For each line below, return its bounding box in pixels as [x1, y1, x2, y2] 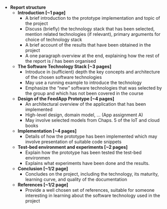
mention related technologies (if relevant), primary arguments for [25, 31, 161, 37]
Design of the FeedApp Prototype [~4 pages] [17, 96, 115, 102]
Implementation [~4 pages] [17, 128, 77, 134]
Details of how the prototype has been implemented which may [25, 134, 158, 139]
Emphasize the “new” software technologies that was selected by [25, 85, 162, 91]
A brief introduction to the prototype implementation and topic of [25, 15, 160, 21]
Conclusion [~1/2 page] [17, 165, 68, 172]
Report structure [10, 5, 47, 10]
